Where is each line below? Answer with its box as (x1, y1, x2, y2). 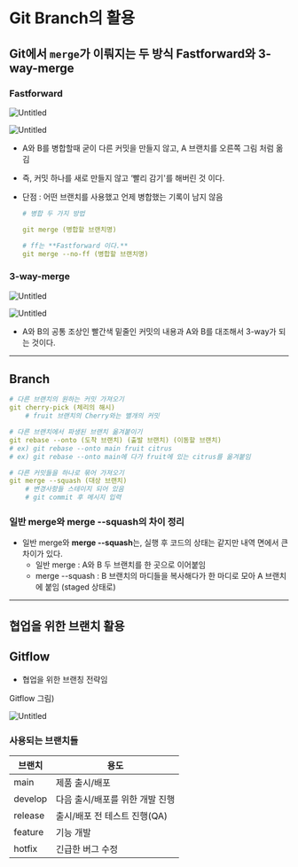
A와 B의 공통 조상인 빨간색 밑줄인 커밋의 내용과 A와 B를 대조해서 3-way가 (21, 325, 277, 337)
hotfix (13, 842, 38, 855)
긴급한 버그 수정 (56, 843, 118, 855)
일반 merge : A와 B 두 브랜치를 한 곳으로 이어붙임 (35, 559, 207, 570)
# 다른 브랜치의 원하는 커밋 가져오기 (9, 395, 125, 404)
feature (13, 825, 44, 838)
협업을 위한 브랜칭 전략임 (21, 674, 108, 684)
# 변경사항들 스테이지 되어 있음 (25, 485, 124, 494)
